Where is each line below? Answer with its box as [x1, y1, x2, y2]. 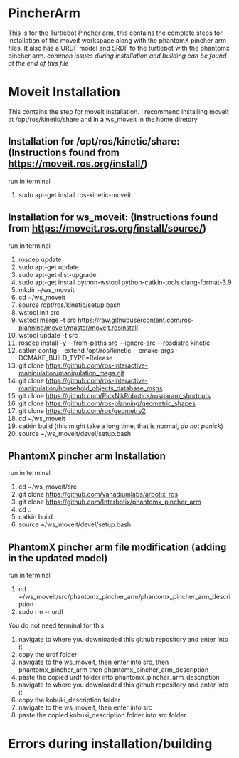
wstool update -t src [18, 331, 78, 339]
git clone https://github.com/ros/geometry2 [18, 406, 147, 415]
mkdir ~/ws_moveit [18, 285, 75, 294]
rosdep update [18, 255, 62, 264]
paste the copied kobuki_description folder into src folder [18, 711, 187, 720]
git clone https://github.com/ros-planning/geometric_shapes [18, 399, 196, 407]
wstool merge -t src [18, 316, 77, 324]
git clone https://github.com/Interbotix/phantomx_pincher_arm [18, 497, 201, 507]
